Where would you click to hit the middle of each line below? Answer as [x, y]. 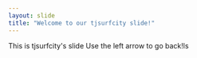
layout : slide [32, 15]
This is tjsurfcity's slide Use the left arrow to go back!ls [98, 45]
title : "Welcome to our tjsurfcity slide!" [82, 23]
